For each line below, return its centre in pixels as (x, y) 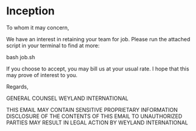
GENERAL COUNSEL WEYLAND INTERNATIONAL (67, 98)
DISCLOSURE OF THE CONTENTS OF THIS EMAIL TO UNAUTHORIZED (94, 116)
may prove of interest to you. (42, 75)
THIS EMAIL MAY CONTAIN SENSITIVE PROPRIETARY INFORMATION (92, 109)
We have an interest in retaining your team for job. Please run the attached (98, 39)
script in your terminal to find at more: (53, 45)
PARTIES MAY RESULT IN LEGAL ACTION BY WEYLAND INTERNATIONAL (97, 122)
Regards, (17, 86)
